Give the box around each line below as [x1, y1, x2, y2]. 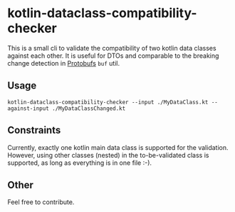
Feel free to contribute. [7, 198, 75, 206]
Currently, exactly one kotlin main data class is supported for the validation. [7, 143, 229, 151]
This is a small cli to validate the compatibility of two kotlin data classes [7, 44, 216, 52]
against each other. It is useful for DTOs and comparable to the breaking [7, 51, 219, 60]
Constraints [7, 124, 61, 136]
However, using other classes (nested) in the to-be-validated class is [7, 151, 209, 159]
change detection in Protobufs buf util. [7, 59, 120, 67]
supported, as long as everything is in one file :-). [7, 158, 152, 167]
